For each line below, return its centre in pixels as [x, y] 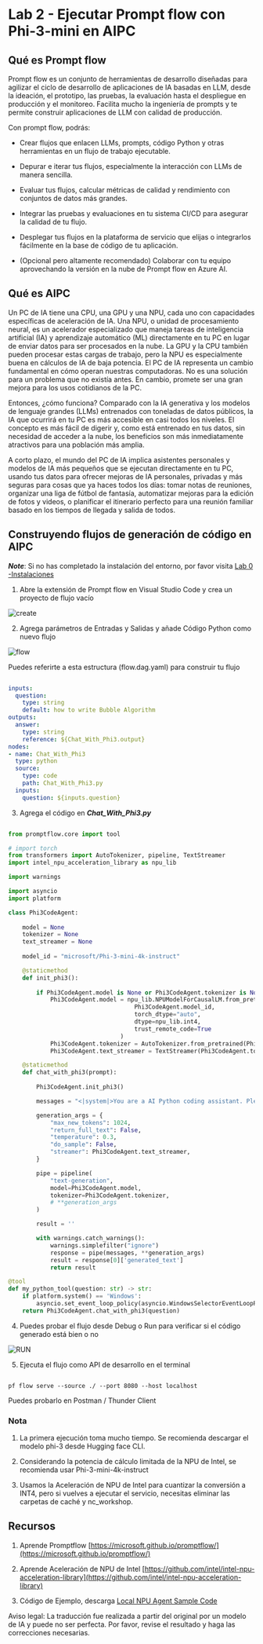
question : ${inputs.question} [72, 798]
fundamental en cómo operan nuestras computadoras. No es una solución [128, 371]
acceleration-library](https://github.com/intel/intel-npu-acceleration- [130, 1577]
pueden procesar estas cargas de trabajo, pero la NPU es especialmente [125, 354]
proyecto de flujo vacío [56, 598]
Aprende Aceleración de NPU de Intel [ [82, 1569]
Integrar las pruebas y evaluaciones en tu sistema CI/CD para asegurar [134, 213]
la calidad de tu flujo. [53, 222]
